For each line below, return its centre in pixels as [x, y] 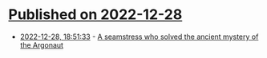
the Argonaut [42, 44]
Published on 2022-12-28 [95, 15]
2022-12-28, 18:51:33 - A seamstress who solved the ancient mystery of [139, 37]
